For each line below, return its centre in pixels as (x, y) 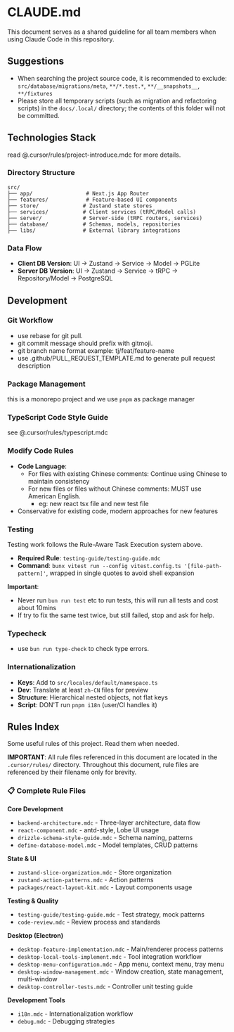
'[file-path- (203, 567)
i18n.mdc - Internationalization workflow (75, 1014)
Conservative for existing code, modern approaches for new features (118, 511)
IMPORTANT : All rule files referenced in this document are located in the (112, 757)
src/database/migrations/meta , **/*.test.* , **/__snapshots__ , (109, 86)
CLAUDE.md (44, 12)
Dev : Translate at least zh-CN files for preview (83, 690)
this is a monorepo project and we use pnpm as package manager (101, 399)
